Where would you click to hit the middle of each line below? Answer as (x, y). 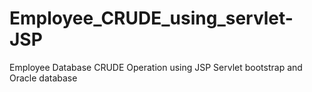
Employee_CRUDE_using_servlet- (151, 18)
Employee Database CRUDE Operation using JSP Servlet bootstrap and (156, 67)
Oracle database (43, 78)
